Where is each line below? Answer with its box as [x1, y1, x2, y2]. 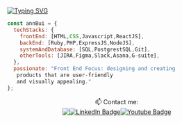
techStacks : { [13, 26, 54, 33]
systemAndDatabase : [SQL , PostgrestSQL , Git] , [19, 46, 151, 53]
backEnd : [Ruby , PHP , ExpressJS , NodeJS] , [19, 39, 135, 47]
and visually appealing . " [16, 78, 92, 85]
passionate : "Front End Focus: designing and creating [13, 65, 176, 72]
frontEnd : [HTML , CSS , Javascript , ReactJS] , [19, 33, 144, 40]
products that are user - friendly [16, 72, 113, 79]
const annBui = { [7, 20, 58, 27]
